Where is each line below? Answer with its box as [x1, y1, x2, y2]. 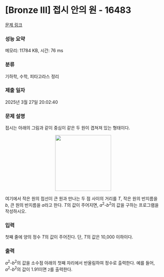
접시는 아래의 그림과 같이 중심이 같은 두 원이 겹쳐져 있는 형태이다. [5, 125, 130, 131]
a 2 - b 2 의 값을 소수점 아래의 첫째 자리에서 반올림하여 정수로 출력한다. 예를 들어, [5, 259, 155, 266]
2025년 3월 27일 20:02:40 [5, 99, 58, 105]
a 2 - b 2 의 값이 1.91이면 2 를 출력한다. [5, 266, 73, 272]
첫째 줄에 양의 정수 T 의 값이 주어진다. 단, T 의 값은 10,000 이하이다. [5, 234, 133, 240]
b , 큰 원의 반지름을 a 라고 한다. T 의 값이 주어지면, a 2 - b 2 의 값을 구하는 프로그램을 [5, 201, 159, 208]
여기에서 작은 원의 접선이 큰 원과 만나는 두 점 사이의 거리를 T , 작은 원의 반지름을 [5, 196, 158, 202]
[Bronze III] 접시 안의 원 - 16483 [5, 4, 131, 16]
